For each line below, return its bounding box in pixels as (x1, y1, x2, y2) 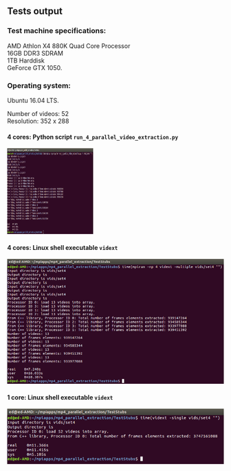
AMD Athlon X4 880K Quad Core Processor (7, 41, 131, 50)
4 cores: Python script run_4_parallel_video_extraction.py (7, 133, 179, 141)
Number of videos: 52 (7, 109, 69, 117)
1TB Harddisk (7, 56, 45, 65)
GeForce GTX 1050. (7, 63, 63, 71)
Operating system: (7, 80, 71, 90)
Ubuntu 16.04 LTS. (7, 96, 60, 104)
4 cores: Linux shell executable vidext (7, 243, 118, 251)
